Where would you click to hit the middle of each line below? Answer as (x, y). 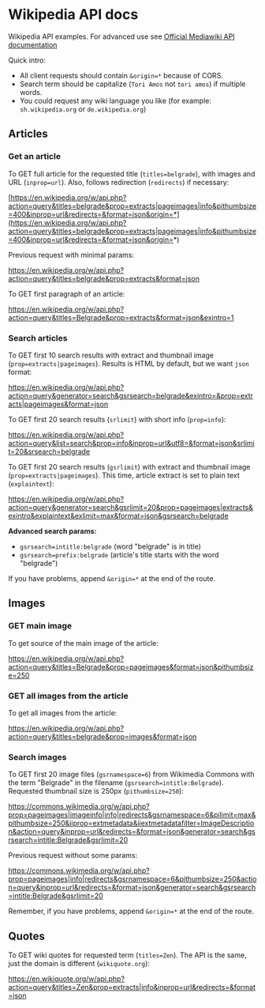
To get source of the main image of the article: (84, 643)
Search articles (38, 338)
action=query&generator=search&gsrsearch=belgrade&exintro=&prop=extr (131, 395)
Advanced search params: (52, 530)
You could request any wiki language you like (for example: (115, 100)
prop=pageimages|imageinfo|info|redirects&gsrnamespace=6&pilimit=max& (132, 815)
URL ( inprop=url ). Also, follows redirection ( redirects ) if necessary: (119, 182)
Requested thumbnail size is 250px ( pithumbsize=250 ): (96, 791)
